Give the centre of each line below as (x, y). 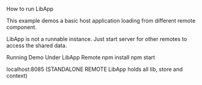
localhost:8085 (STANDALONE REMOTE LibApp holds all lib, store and (95, 69)
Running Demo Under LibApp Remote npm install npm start (81, 57)
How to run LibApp (30, 9)
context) (17, 76)
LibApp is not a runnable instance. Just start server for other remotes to (97, 39)
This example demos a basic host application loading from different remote (101, 20)
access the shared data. (37, 46)
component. (21, 27)
